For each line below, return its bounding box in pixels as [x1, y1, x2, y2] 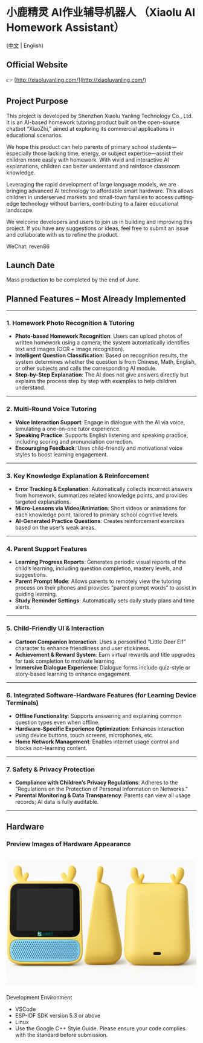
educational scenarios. [6, 131, 63, 139]
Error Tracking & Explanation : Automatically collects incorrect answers [14, 485, 193, 493]
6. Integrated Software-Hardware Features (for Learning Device [6, 691, 196, 699]
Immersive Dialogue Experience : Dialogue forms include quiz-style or [14, 663, 191, 671]
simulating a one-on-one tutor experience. [14, 425, 121, 432]
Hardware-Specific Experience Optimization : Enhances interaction [14, 725, 184, 732]
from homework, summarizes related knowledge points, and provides [14, 492, 188, 499]
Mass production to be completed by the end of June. [6, 276, 141, 283]
